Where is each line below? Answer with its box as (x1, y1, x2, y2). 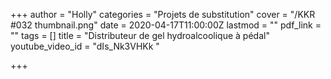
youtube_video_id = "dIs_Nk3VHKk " (10, 40, 160, 52)
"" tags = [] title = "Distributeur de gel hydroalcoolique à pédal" (10, 30, 270, 41)
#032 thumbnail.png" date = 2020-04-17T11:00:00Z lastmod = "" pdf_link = (10, 19, 322, 31)
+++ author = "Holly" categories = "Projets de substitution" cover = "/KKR (10, 9, 316, 20)
